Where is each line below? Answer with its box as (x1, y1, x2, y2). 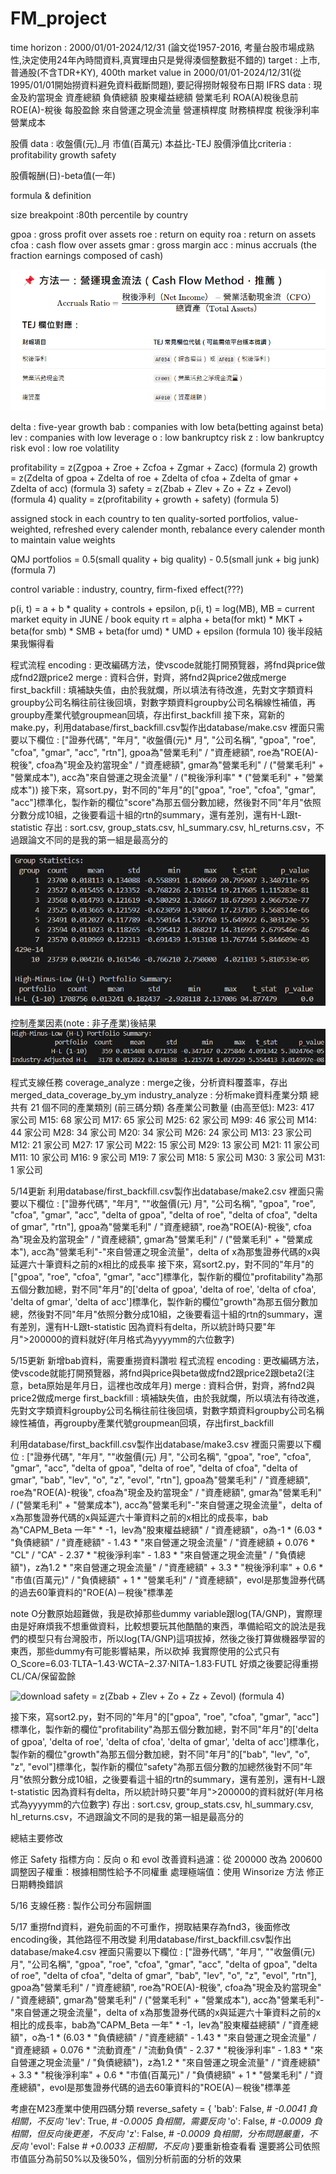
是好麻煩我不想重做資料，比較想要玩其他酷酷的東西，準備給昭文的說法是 (18, 1620, 317, 1632)
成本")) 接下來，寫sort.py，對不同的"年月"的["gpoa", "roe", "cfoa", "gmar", (10, 784, 317, 796)
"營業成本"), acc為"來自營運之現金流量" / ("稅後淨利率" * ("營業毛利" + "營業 (10, 772, 324, 784)
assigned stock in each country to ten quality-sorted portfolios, (10, 513, 270, 525)
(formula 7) (10, 564, 57, 576)
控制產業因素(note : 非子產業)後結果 (10, 1017, 157, 1029)
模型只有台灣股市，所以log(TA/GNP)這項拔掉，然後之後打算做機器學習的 (27, 1632, 326, 1644)
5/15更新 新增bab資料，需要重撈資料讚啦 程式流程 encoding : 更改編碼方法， (10, 1354, 325, 1366)
